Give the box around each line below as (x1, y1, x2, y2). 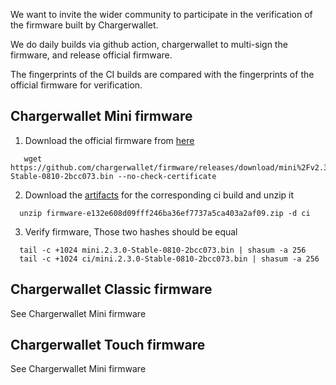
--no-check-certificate (117, 171, 217, 181)
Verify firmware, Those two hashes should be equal (24, 225, 238, 238)
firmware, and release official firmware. (10, 49, 173, 61)
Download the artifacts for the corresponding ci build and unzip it (24, 189, 295, 201)
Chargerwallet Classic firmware (10, 281, 213, 298)
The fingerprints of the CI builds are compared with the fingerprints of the (10, 69, 315, 80)
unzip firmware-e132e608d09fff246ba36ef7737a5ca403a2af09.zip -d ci (19, 208, 311, 218)
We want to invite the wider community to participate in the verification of (10, 9, 313, 20)
